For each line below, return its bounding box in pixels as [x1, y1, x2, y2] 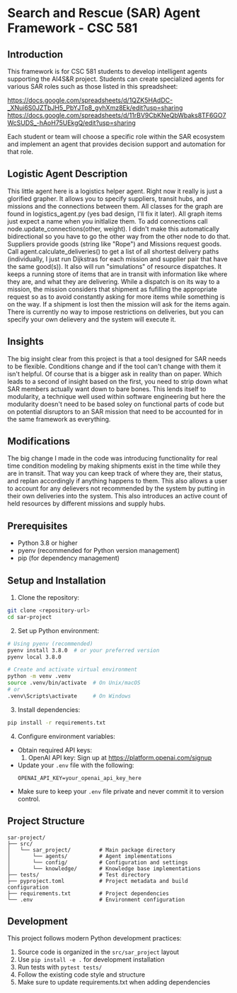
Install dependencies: [17, 705, 81, 714]
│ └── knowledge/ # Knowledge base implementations [7, 865, 201, 872]
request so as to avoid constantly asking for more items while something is [7, 292, 225, 301]
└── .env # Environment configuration [7, 896, 185, 903]
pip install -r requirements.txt [7, 719, 106, 726]
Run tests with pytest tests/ [17, 963, 103, 972]
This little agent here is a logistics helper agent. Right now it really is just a [7, 187, 223, 195]
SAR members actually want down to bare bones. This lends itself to [7, 385, 207, 393]
